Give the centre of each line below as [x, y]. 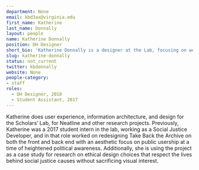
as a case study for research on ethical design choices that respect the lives [99, 154]
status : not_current [32, 61]
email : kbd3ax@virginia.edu [41, 17]
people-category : [28, 78]
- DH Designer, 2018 [37, 94]
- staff [16, 84]
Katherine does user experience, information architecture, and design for [95, 117]
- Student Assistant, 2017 [45, 100]
